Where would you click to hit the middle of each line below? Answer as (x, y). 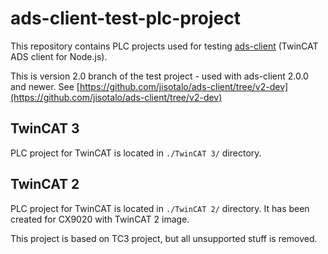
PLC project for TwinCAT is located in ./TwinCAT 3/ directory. (136, 153)
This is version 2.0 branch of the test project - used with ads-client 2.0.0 (159, 76)
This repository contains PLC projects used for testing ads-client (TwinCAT (164, 46)
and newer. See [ (45, 86)
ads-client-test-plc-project (125, 18)
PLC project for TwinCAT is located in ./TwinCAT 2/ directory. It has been (160, 208)
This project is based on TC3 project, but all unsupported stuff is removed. (164, 238)
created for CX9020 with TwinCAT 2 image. (100, 219)
